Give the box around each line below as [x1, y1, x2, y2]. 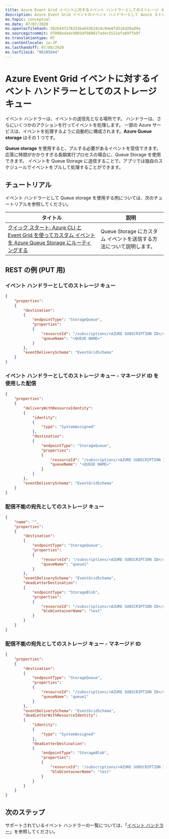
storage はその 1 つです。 [5, 135, 58, 141]
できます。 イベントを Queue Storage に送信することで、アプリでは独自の [5, 158, 158, 164]
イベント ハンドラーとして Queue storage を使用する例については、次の [5, 195, 154, 201]
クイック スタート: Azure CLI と [8, 224, 82, 231]
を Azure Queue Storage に [8, 239, 72, 246]
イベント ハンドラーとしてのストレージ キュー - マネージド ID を [5, 372, 159, 379]
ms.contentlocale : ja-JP [5, 40, 57, 45]
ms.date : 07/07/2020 [5, 21, 49, 27]
